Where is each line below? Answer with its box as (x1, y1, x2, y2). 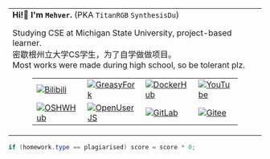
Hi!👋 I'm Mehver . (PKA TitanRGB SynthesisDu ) (12, 10, 179, 20)
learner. (12, 38, 42, 48)
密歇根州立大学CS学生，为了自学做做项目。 (12, 49, 177, 59)
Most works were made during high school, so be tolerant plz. (12, 59, 246, 71)
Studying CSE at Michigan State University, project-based (12, 27, 232, 39)
